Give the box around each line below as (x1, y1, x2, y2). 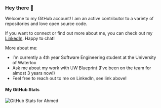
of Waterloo (12, 60, 37, 66)
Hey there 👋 (5, 4, 34, 11)
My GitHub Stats (5, 86, 40, 92)
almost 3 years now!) (12, 70, 55, 76)
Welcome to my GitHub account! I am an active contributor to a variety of (5, 16, 154, 22)
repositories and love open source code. (5, 21, 87, 27)
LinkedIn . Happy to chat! (5, 35, 55, 41)
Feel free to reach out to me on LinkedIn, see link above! (12, 76, 127, 81)
